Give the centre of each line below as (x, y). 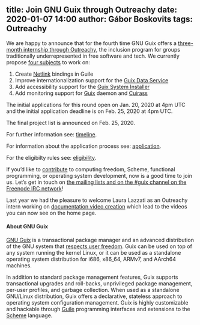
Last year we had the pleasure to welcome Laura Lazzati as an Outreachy (97, 200)
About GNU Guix (27, 226)
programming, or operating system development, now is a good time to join (99, 175)
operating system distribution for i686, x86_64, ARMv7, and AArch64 (91, 259)
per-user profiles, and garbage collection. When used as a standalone (93, 290)
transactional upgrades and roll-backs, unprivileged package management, (99, 284)
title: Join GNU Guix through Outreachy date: (92, 10)
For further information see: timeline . (52, 134)
